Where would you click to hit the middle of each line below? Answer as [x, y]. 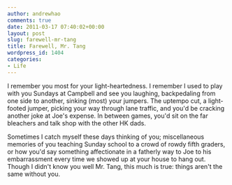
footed [17, 108]
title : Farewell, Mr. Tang [46, 46]
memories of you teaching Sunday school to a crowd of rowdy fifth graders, [116, 144]
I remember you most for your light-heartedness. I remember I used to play [115, 85]
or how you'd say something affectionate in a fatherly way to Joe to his [109, 151]
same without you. [34, 174]
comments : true [29, 20]
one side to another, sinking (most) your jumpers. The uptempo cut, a [107, 101]
